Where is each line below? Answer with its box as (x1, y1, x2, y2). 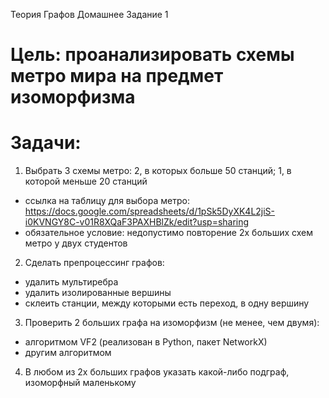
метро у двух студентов (24, 237, 128, 249)
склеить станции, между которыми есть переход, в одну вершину (24, 297, 310, 309)
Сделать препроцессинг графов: (24, 257, 165, 269)
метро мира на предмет (10, 65, 224, 88)
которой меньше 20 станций (24, 175, 148, 188)
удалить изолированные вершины (24, 287, 172, 299)
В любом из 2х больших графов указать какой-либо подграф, (24, 366, 290, 378)
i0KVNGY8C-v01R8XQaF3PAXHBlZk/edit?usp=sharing (24, 216, 250, 228)
